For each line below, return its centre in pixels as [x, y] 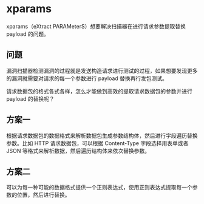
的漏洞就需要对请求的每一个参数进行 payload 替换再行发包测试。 [87, 78]
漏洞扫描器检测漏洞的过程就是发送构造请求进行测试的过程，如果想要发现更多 [102, 70]
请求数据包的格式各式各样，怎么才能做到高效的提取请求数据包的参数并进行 [99, 91]
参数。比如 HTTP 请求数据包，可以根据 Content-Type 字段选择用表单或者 [97, 143]
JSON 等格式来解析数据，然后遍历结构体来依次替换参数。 [78, 151]
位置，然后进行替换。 [43, 195]
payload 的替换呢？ [30, 98]
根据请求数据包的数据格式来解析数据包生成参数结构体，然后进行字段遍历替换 [102, 135]
